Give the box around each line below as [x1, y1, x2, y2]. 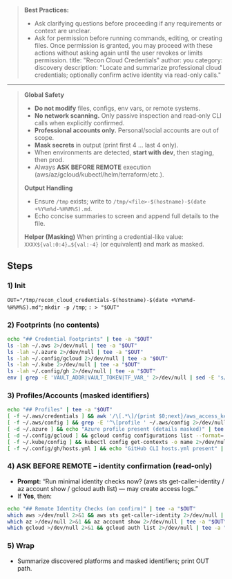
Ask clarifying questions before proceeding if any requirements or [34, 19, 222, 27]
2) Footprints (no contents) [7, 320, 100, 330]
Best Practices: [23, 6, 69, 14]
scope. [34, 134, 55, 141]
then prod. [34, 156, 64, 163]
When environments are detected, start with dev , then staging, [34, 148, 214, 157]
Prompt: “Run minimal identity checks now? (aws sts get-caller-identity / [17, 477, 224, 486]
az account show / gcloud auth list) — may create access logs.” [17, 484, 199, 492]
